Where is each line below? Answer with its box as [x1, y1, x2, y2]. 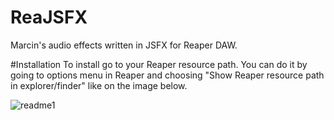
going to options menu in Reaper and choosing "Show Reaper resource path [10, 69, 325, 81]
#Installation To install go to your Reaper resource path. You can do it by [10, 58, 308, 70]
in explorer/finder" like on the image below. [10, 79, 188, 91]
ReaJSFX [10, 6, 88, 29]
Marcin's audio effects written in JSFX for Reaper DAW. [10, 39, 238, 51]
